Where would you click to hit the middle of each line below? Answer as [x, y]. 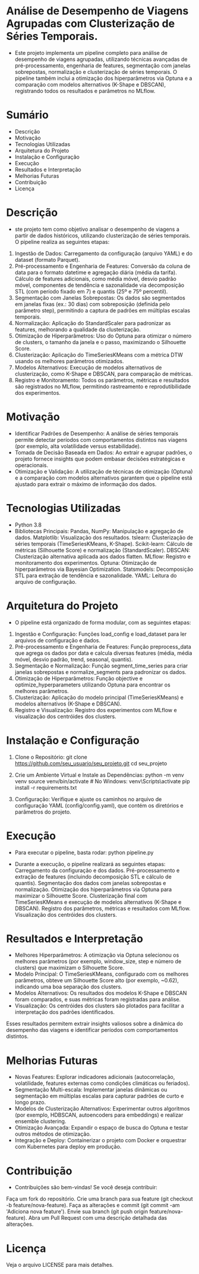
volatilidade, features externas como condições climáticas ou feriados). [102, 1083]
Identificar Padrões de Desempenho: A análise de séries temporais [97, 433]
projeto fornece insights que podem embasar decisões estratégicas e [100, 459]
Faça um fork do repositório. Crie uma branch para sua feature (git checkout [99, 1199]
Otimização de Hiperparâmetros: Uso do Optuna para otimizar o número [103, 336]
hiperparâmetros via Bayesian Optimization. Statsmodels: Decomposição [104, 569]
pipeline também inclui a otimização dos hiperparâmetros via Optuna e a [103, 78]
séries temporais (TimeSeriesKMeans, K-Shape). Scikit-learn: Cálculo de [104, 543]
